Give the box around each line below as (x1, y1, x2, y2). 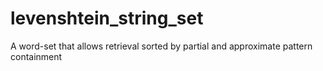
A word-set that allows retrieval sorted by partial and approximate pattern (10, 40, 313, 52)
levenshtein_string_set (10, 7, 204, 30)
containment (10, 50, 63, 62)
